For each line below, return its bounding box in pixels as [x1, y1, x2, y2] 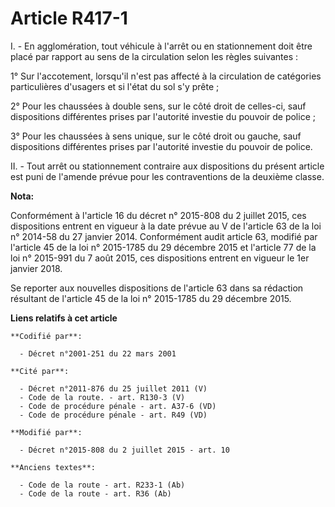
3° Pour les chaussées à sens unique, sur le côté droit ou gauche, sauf [10, 130, 302, 142]
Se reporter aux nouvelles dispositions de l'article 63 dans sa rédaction [10, 282, 304, 294]
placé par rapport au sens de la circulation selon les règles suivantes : [10, 50, 299, 62]
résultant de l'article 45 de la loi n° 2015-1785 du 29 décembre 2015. [10, 292, 292, 304]
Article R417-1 [10, 7, 128, 30]
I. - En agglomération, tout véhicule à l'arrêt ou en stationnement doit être [10, 40, 313, 52]
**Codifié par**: [10, 331, 83, 341]
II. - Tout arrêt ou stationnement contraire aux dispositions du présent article [10, 160, 325, 172]
